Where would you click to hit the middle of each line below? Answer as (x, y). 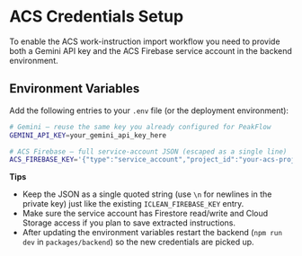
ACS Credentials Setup (97, 17)
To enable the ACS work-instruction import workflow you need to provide (145, 41)
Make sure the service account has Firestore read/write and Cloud (145, 214)
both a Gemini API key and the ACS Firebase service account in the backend (151, 50)
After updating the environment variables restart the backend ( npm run (152, 233)
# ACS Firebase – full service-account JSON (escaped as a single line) (148, 151)
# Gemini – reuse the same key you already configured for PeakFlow (140, 127)
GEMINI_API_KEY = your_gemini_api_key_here (88, 135)
